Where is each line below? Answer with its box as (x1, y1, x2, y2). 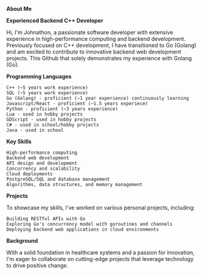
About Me (6, 5, 32, 12)
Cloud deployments (6, 171, 53, 177)
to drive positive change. (6, 262, 69, 269)
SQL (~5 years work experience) (6, 90, 88, 96)
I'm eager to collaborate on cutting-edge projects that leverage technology (6, 256, 194, 262)
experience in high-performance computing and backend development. (6, 35, 186, 42)
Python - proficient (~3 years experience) (6, 106, 119, 112)
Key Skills (6, 138, 32, 145)
